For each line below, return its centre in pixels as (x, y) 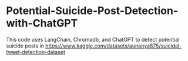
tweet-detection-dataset (36, 52)
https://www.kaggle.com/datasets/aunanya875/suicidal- (113, 46)
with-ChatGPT (42, 23)
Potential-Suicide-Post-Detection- (92, 11)
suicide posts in (25, 46)
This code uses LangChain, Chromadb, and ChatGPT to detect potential (93, 39)
